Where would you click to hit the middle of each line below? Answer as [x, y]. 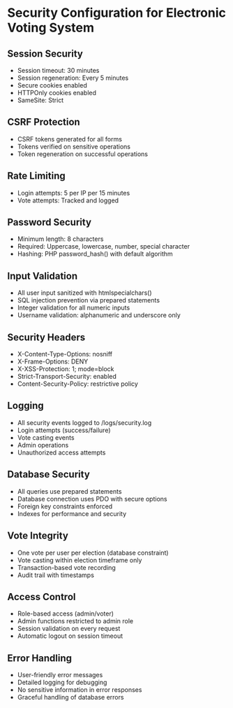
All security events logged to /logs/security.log [84, 422]
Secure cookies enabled [52, 85]
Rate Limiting [36, 176]
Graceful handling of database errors [70, 697]
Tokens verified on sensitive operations [74, 146]
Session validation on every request [69, 629]
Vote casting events [46, 437]
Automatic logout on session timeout [70, 636]
